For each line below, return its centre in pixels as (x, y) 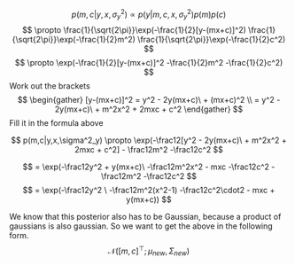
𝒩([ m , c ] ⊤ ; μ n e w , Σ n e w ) (149, 251)
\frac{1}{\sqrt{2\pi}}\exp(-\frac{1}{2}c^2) (211, 40)
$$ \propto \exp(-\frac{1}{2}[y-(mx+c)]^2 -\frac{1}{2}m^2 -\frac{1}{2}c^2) (149, 63)
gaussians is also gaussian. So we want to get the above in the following (141, 226)
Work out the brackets (50, 86)
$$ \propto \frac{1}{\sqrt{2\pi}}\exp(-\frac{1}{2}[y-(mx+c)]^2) (134, 30)
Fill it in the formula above (56, 123)
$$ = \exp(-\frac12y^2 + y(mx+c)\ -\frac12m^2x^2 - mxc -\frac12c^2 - (149, 167)
